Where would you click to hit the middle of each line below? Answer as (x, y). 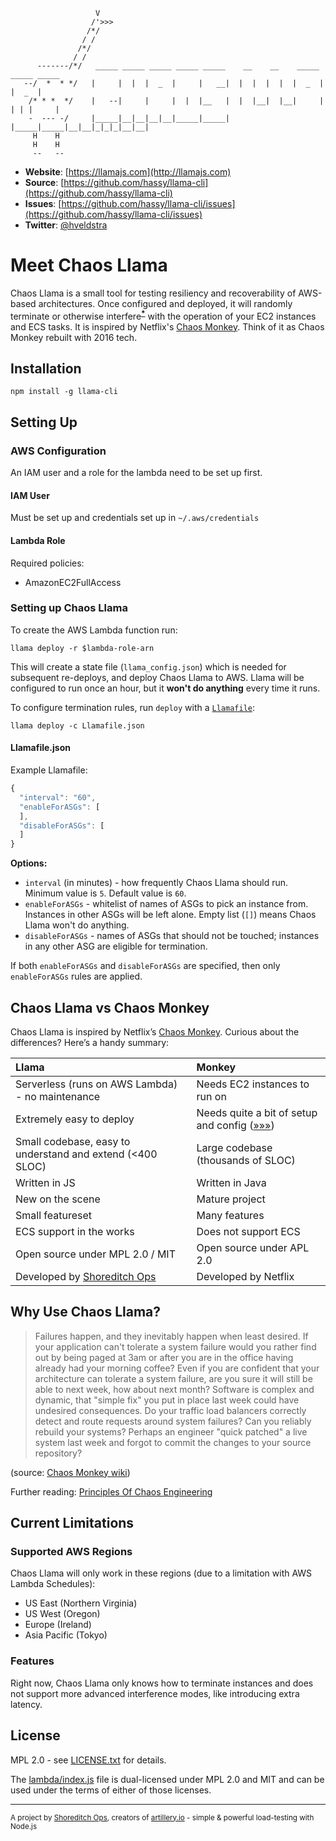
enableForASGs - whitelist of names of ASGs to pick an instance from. (166, 904)
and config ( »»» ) (235, 1125)
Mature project (231, 1199)
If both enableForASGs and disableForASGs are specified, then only (145, 966)
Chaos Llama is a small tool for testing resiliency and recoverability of (153, 293)
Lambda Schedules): (53, 1584)
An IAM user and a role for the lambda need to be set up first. (136, 473)
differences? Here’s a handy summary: (90, 1042)
